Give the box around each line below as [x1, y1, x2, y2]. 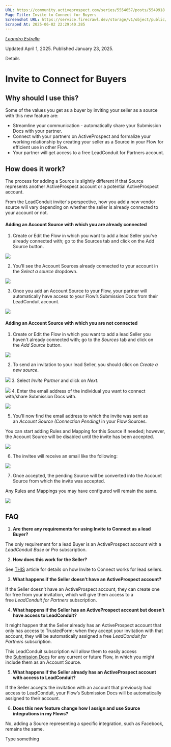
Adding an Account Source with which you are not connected [5, 320, 138, 326]
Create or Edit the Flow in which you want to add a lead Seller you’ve [12, 233, 157, 239]
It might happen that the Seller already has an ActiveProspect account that [5, 622, 162, 629]
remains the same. [5, 726, 44, 732]
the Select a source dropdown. [12, 269, 78, 275]
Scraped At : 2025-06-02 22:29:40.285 [5, 21, 85, 27]
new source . [12, 367, 39, 373]
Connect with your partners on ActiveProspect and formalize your [12, 133, 151, 139]
